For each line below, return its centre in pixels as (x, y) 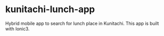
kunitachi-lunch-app (50, 9)
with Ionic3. (17, 28)
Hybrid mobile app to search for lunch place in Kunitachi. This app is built (82, 23)
